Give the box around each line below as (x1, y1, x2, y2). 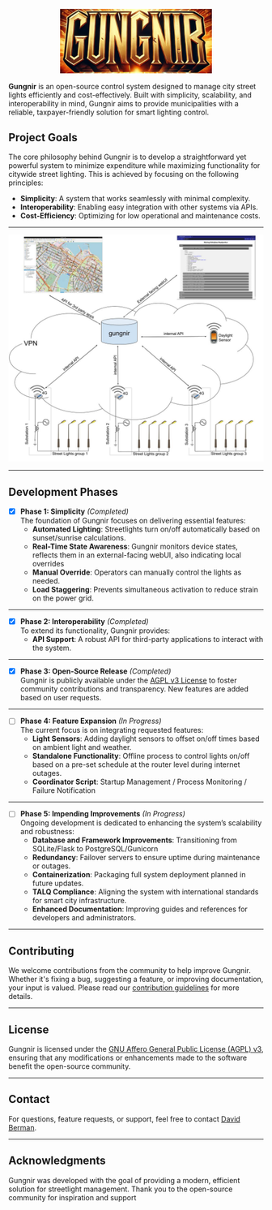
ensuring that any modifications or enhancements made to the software (8, 1053, 248, 1063)
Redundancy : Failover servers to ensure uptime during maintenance (32, 853, 261, 863)
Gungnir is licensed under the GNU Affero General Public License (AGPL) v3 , (8, 1044, 264, 1054)
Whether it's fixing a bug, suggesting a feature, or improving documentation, (8, 975, 264, 984)
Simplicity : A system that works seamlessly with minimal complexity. (19, 194, 251, 204)
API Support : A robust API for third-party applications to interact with (32, 635, 264, 644)
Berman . (8, 1122, 37, 1132)
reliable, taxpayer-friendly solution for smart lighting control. (8, 107, 210, 117)
